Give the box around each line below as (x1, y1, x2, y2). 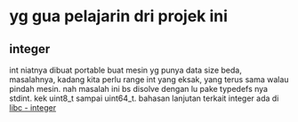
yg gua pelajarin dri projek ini (9, 6, 229, 27)
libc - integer (9, 103, 56, 112)
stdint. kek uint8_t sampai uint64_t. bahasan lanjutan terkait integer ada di (9, 93, 279, 103)
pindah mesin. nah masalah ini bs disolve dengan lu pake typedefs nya (9, 84, 269, 94)
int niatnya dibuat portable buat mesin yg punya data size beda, (9, 65, 242, 75)
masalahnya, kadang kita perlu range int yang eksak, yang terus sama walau (9, 74, 289, 85)
